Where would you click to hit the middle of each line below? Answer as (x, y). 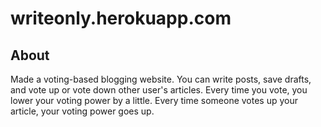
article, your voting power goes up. (82, 111)
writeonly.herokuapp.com (121, 18)
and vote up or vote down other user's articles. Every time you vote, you (159, 90)
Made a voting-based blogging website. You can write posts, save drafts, (161, 79)
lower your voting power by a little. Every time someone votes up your (154, 100)
